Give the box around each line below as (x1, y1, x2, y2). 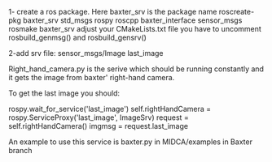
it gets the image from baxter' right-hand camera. (8, 73, 175, 82)
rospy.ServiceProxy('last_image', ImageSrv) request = (8, 113, 189, 122)
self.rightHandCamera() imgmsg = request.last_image (8, 122, 189, 130)
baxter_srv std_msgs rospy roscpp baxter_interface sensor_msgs (23, 15, 243, 25)
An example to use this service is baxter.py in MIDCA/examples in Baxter (8, 137, 252, 147)
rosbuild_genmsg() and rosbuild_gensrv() (8, 32, 147, 42)
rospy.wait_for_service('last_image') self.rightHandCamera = (8, 104, 212, 113)
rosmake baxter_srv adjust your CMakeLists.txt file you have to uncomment (8, 24, 262, 33)
